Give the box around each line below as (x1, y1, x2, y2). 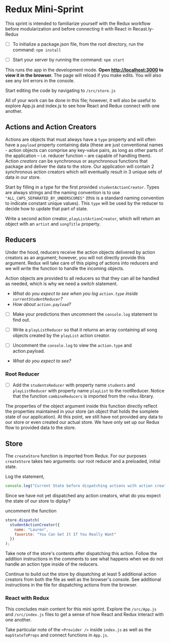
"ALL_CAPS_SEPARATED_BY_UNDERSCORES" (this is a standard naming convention (5, 195, 164, 201)
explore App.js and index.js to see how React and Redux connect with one (5, 103, 160, 109)
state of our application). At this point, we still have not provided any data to (5, 414, 163, 420)
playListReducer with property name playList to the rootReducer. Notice (12, 388, 164, 394)
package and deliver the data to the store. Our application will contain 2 (5, 163, 154, 169)
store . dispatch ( (5, 517, 39, 523)
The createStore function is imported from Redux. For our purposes (5, 453, 147, 459)
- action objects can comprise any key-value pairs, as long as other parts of (5, 147, 163, 153)
